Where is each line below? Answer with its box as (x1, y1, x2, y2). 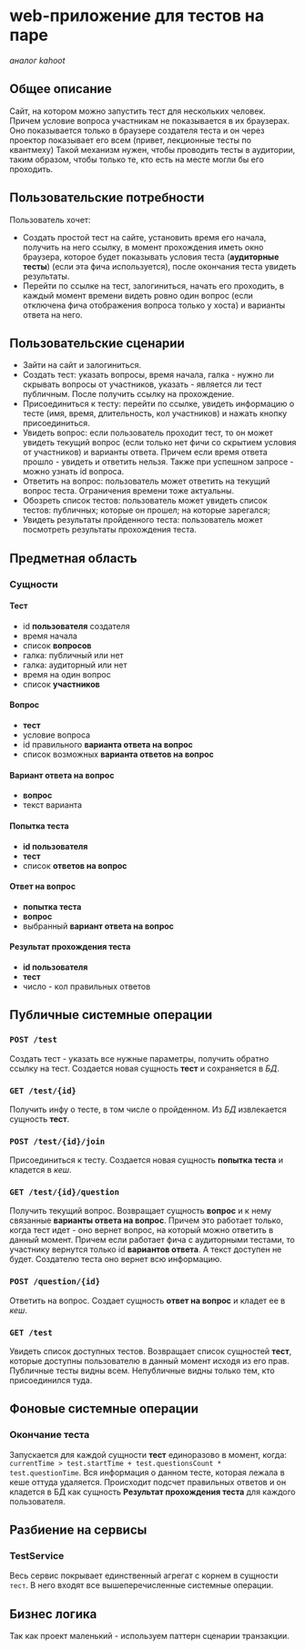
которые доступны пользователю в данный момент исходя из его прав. (9, 1356, 290, 1367)
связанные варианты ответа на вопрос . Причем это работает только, (9, 1215, 284, 1226)
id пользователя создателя (22, 620, 130, 631)
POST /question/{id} (9, 1277, 101, 1287)
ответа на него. (22, 309, 84, 320)
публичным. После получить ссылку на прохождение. (22, 389, 235, 400)
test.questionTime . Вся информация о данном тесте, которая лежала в (9, 1467, 285, 1478)
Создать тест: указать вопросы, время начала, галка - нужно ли (22, 370, 275, 381)
